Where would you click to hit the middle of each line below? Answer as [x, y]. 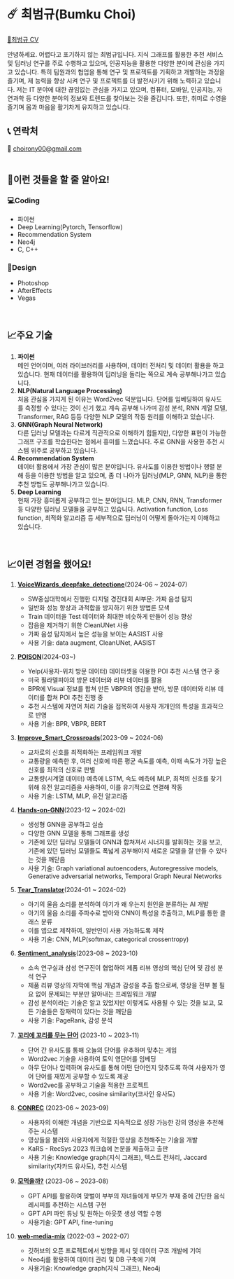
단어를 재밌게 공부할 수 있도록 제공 [82, 1076]
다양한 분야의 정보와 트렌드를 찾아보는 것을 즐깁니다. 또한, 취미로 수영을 [130, 98]
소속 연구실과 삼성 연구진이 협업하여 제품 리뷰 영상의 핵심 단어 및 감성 [122, 968]
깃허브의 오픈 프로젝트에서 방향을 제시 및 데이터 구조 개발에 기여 [114, 1251]
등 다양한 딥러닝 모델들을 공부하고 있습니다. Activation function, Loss [112, 509]
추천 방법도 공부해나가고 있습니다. [63, 484]
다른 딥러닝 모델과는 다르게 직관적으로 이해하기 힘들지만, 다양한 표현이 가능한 [122, 432]
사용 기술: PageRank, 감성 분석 [70, 1020]
